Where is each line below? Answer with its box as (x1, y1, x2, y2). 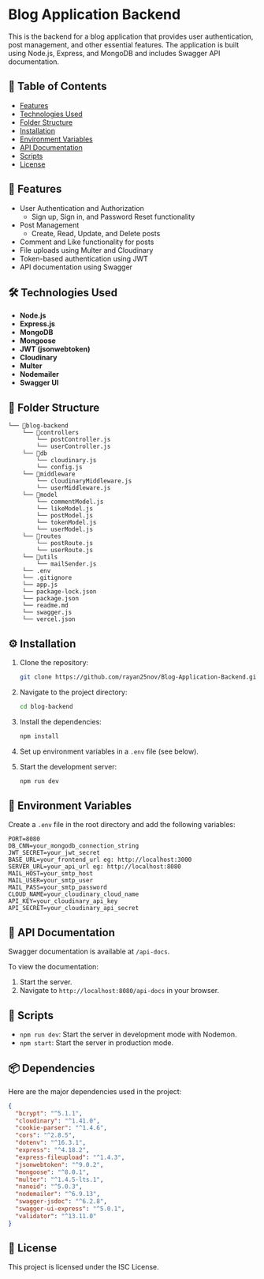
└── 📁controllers (22, 429, 80, 437)
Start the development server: (19, 762, 117, 771)
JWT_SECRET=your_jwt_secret (8, 849, 101, 857)
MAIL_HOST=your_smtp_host (8, 870, 93, 878)
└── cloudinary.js (36, 457, 97, 465)
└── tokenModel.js (36, 519, 97, 527)
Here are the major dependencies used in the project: (8, 1086, 182, 1096)
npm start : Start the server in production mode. (19, 1037, 174, 1048)
